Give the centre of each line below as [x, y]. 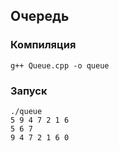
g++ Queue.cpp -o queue [60, 65]
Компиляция [43, 45]
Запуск [29, 91]
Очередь [40, 16]
